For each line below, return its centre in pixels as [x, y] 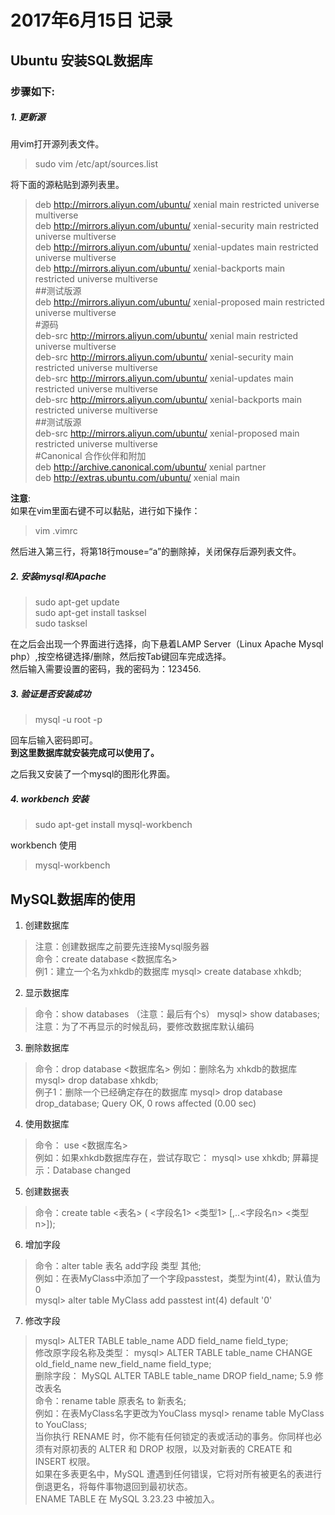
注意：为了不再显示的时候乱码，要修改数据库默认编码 [144, 1027]
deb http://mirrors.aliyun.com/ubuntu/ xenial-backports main [160, 268]
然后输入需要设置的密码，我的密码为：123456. [106, 669]
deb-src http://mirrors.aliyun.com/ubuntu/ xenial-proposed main [167, 433]
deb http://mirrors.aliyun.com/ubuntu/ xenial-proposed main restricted [179, 302]
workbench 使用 [43, 845]
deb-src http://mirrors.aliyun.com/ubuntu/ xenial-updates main [164, 378]
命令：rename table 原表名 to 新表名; [110, 1401]
